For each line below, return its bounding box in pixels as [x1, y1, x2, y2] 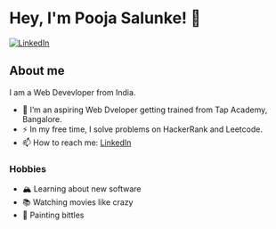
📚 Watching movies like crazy [21, 197, 134, 208]
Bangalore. [21, 113, 62, 124]
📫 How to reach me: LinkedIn [21, 137, 132, 148]
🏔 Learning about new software [21, 184, 142, 194]
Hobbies [9, 162, 47, 175]
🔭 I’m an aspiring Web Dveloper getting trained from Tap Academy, [21, 104, 268, 115]
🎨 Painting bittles [21, 209, 85, 221]
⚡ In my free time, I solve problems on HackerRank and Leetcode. [21, 124, 263, 135]
